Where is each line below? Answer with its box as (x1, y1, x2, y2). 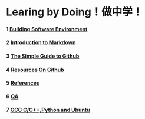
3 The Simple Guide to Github (6, 52, 80, 59)
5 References (6, 80, 39, 87)
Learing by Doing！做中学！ (6, 5, 143, 19)
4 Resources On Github (6, 66, 64, 73)
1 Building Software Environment (6, 25, 88, 32)
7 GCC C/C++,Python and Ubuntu (6, 107, 90, 114)
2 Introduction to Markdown (6, 39, 76, 46)
